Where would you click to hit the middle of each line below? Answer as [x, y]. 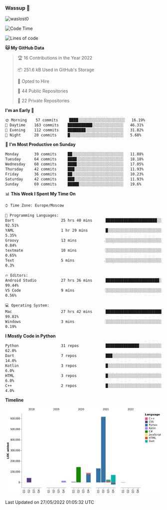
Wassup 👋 [17, 8]
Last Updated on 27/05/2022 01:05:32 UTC [50, 502]
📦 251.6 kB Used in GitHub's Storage [56, 70]
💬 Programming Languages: [32, 215]
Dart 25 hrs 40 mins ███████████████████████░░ [83, 220]
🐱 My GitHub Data [25, 48]
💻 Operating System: [27, 305]
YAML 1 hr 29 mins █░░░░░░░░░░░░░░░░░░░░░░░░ [83, 230]
